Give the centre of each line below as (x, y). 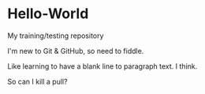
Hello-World (48, 14)
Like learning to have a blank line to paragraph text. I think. (102, 66)
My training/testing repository (56, 36)
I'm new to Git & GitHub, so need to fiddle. (76, 51)
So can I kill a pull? (37, 81)
